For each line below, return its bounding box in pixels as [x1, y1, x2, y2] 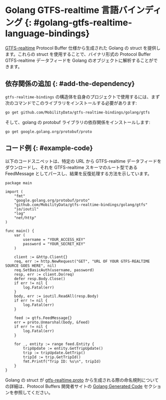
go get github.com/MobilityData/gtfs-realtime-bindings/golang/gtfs [5, 110, 150, 115]
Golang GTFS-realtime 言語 [5, 4, 119, 16]
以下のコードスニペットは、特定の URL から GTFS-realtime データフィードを [5, 158, 162, 164]
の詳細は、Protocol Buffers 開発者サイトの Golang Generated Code [5, 383, 143, 389]
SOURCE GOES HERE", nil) [5, 263, 57, 268]
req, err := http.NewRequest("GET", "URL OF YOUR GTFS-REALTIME [14, 259, 150, 264]
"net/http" [14, 215, 37, 220]
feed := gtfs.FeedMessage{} [14, 315, 72, 320]
